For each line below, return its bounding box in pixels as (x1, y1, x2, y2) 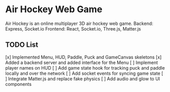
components (5, 81, 32, 87)
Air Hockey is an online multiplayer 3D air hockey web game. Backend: (5, 20, 154, 26)
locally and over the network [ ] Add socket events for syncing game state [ (5, 70, 163, 76)
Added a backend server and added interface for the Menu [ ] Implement (5, 59, 158, 66)
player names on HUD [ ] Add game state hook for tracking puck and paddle (5, 65, 165, 71)
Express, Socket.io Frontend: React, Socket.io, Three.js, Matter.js (5, 25, 141, 32)
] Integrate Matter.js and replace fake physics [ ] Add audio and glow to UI (5, 75, 160, 82)
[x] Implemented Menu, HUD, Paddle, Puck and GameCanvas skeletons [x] (5, 54, 162, 60)
